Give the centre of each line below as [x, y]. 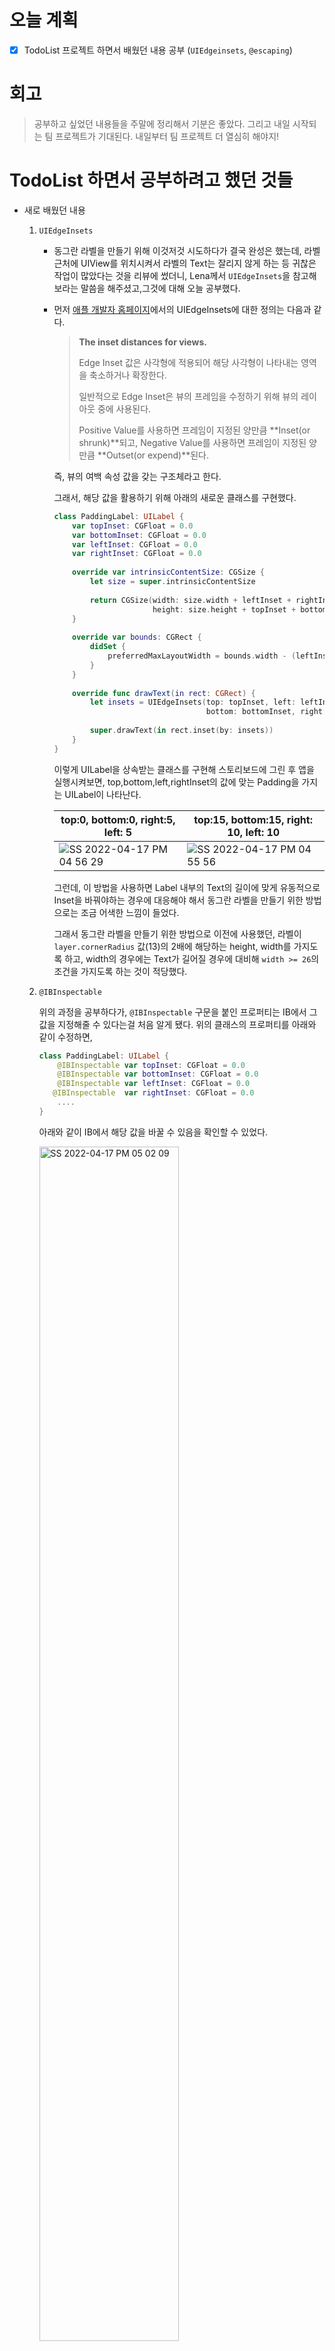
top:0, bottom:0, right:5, [118, 819]
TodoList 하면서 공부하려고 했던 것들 [151, 180]
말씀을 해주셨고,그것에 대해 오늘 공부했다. [160, 288]
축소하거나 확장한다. [128, 375]
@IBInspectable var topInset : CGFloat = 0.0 [151, 1065]
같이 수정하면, [65, 1037]
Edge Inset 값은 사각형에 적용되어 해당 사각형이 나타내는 [188, 362]
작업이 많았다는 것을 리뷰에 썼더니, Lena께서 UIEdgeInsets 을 [172, 275]
